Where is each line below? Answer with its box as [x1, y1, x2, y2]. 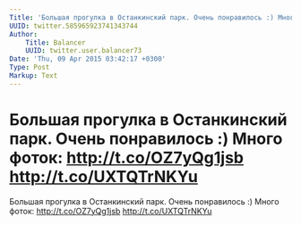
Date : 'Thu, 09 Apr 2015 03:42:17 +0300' [9, 54, 167, 63]
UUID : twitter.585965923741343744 [9, 21, 139, 30]
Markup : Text [9, 71, 58, 80]
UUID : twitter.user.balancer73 [25, 46, 142, 55]
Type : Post [9, 63, 50, 72]
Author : [9, 29, 39, 38]
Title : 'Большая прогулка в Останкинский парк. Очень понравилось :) [9, 12, 275, 22]
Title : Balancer [25, 37, 87, 47]
